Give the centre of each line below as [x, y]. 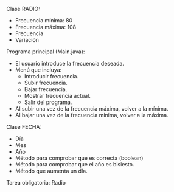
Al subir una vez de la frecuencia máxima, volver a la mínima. [92, 108]
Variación [27, 40]
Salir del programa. [48, 102]
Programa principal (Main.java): [46, 52]
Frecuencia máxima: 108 [46, 27]
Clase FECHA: [24, 127]
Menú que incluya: [38, 70]
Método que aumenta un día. [51, 171]
